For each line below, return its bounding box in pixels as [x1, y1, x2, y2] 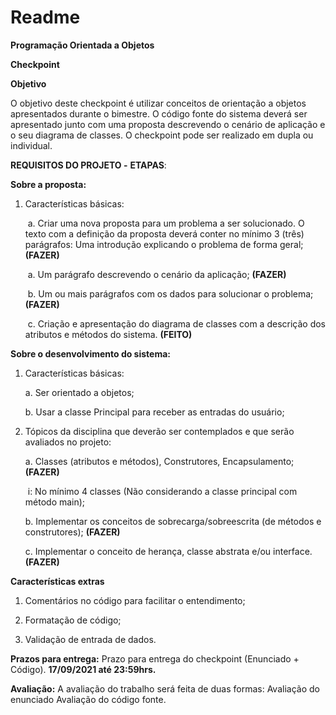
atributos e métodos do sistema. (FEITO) [24, 328, 193, 340]
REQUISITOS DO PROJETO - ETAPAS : [10, 159, 167, 171]
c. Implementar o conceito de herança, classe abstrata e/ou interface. [24, 545, 313, 557]
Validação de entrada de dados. [24, 633, 157, 645]
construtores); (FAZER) [24, 526, 121, 538]
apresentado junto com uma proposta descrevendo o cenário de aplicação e [10, 118, 326, 130]
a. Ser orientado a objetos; [24, 386, 135, 398]
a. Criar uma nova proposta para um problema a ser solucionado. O [27, 217, 305, 229]
